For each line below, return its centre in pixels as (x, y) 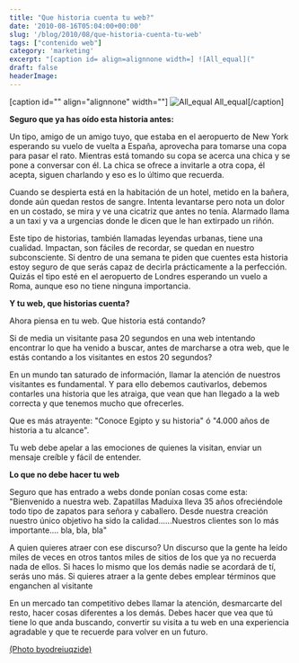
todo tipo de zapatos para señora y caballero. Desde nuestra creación (139, 511)
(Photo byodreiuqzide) (51, 649)
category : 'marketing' (52, 51)
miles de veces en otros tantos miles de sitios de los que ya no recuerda (143, 557)
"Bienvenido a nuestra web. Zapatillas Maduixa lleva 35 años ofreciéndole (146, 501)
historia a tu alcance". (49, 430)
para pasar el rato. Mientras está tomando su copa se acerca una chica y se (150, 155)
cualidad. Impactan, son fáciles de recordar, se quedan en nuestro (132, 247)
